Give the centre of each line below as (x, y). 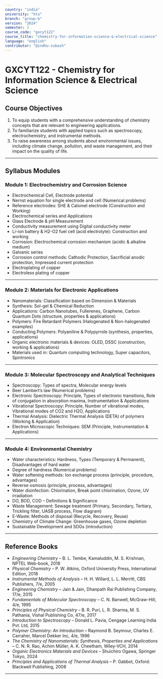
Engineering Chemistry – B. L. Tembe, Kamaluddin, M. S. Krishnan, (78, 558)
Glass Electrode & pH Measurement (48, 221)
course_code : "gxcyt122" (30, 32)
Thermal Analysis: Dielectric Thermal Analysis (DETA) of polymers (78, 416)
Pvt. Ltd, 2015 (26, 625)
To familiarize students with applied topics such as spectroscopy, (77, 130)
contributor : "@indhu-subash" (36, 46)
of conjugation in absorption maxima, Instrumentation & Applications (81, 401)
